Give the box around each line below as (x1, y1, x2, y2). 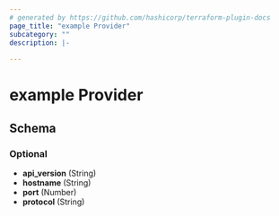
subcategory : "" (9, 30, 70, 39)
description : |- (9, 38, 70, 48)
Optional (9, 147, 48, 160)
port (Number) (22, 187, 77, 197)
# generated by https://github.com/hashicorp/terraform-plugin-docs (9, 13, 271, 22)
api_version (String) (22, 168, 97, 178)
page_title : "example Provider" (9, 22, 130, 30)
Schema (9, 120, 57, 135)
